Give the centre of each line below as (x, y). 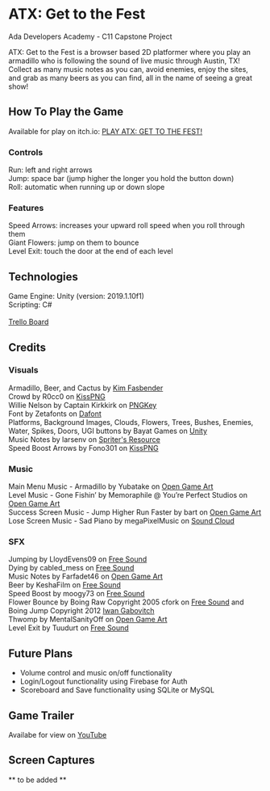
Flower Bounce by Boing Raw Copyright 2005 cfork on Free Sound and (126, 602)
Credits (27, 347)
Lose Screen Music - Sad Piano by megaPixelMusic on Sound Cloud (122, 521)
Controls (26, 152)
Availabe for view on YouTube (58, 735)
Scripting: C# (30, 305)
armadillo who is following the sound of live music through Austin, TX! (124, 61)
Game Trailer (42, 715)
